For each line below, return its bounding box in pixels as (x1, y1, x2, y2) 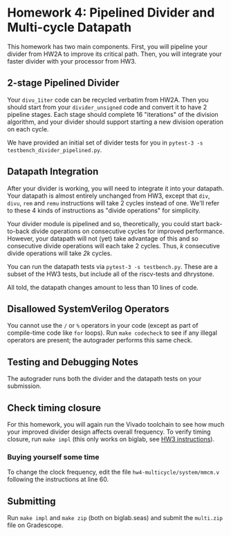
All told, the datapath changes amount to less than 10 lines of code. (7, 283, 199, 291)
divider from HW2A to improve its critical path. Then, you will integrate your (7, 50, 223, 58)
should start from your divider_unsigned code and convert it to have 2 (7, 102, 207, 111)
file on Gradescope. (7, 521, 64, 530)
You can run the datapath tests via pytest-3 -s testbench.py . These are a (7, 262, 218, 270)
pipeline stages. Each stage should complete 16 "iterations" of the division (7, 110, 219, 118)
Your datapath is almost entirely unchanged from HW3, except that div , (7, 192, 210, 200)
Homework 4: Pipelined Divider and (7, 5, 215, 21)
